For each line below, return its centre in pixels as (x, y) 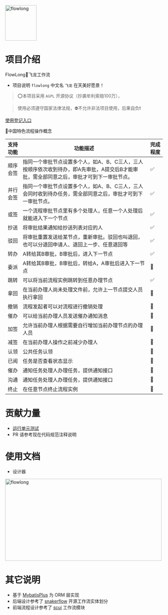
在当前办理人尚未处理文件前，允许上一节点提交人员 (83, 289)
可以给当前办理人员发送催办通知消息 (65, 316)
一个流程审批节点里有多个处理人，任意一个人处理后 (83, 211)
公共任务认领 (38, 351)
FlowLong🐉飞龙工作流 (28, 74)
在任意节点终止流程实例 (50, 389)
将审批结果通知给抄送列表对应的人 (63, 228)
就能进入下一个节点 (45, 218)
